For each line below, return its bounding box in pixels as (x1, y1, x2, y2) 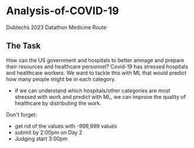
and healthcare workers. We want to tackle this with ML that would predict (6, 69, 187, 76)
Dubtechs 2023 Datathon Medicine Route (6, 24, 107, 31)
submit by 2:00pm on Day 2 (14, 128, 83, 136)
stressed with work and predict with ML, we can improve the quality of (14, 93, 186, 100)
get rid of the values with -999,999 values (14, 123, 117, 130)
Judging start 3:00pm (14, 135, 68, 142)
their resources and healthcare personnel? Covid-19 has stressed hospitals (6, 63, 189, 70)
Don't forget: (6, 111, 37, 118)
